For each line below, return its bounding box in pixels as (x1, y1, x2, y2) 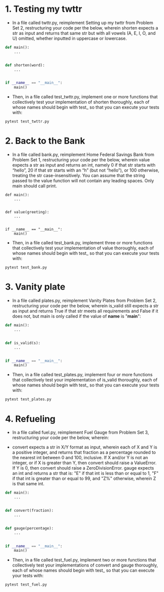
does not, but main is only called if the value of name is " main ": (12, 313, 141, 319)
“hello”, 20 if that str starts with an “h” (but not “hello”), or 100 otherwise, (12, 167, 160, 173)
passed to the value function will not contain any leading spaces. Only (12, 178, 154, 184)
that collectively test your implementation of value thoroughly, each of (12, 245, 154, 251)
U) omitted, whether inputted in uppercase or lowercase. (12, 35, 127, 41)
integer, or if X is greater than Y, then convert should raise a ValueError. (12, 460, 157, 466)
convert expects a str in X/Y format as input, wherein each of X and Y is (12, 444, 158, 450)
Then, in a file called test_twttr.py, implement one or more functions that (12, 94, 158, 100)
